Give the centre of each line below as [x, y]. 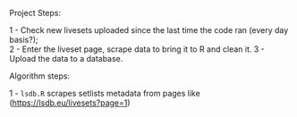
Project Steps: [35, 13]
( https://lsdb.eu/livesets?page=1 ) [70, 103]
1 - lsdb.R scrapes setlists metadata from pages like [105, 93]
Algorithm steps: [39, 76]
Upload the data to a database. [66, 58]
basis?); [24, 40]
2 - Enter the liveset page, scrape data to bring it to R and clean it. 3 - [137, 49]
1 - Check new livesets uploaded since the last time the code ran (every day [149, 30]
